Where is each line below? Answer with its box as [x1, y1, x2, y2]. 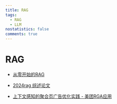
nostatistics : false [5, 27, 50, 32]
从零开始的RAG [12, 71, 45, 77]
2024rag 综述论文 [12, 82, 51, 88]
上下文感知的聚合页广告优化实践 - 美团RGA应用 [12, 93, 112, 99]
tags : [5, 12, 17, 18]
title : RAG [5, 7, 29, 13]
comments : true [5, 31, 38, 37]
